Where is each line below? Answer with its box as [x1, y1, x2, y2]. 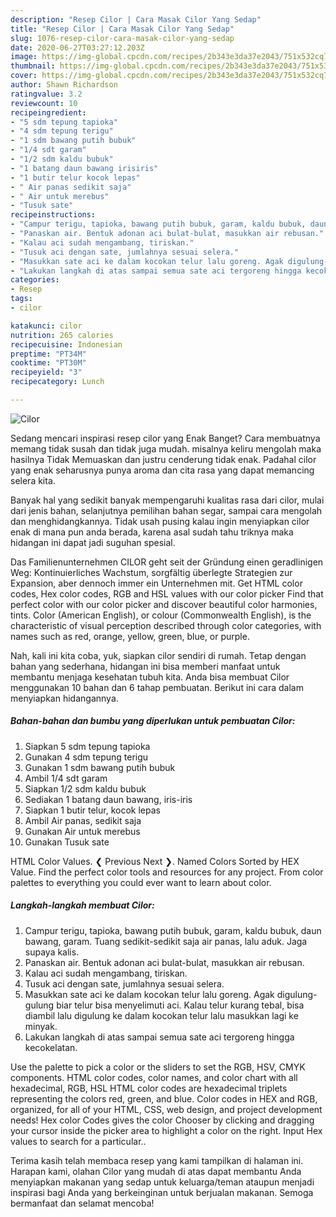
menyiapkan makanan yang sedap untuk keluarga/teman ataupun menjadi [10, 1176, 315, 1188]
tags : [10, 294, 33, 304]
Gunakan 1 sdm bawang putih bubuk [24, 761, 176, 773]
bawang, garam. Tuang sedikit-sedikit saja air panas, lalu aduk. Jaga [24, 935, 308, 947]
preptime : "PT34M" [10, 349, 87, 359]
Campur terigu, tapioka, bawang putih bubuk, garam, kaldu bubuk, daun [24, 924, 322, 936]
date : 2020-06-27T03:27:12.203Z [10, 42, 145, 53]
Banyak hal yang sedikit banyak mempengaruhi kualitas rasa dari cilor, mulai [10, 494, 325, 506]
